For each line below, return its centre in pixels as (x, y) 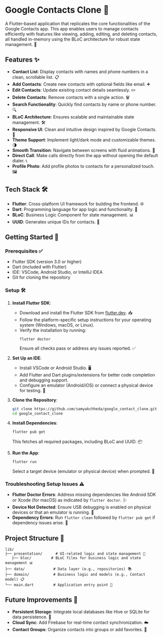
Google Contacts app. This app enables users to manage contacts (72, 28)
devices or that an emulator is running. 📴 (53, 512)
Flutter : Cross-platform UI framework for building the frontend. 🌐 (78, 204)
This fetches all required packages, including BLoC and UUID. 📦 (77, 442)
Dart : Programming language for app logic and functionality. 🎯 (75, 209)
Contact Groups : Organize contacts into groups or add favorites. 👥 (80, 629)
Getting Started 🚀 (32, 237)
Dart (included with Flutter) (39, 267)
